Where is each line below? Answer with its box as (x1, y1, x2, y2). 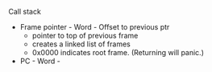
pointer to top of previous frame (31, 31, 139, 40)
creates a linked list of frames (31, 39, 131, 49)
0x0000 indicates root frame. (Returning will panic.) (31, 48, 204, 57)
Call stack (8, 7, 42, 16)
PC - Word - (19, 56, 60, 66)
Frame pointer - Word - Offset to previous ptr (19, 22, 170, 31)
